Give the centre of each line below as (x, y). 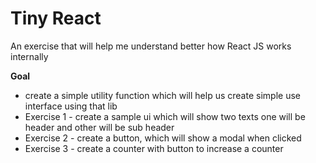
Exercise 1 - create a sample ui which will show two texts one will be (165, 116)
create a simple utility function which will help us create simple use (162, 95)
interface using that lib (71, 106)
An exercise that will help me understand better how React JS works (151, 46)
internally (29, 56)
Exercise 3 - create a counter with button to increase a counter (154, 148)
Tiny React (56, 18)
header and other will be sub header (99, 127)
